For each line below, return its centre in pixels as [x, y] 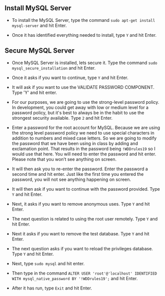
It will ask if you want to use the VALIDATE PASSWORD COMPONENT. [83, 87]
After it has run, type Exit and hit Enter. [52, 288]
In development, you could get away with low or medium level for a [80, 107]
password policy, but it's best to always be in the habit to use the [78, 112]
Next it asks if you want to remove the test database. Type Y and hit [81, 233]
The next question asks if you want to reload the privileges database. [82, 248]
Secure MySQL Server [40, 51]
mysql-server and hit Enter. [39, 25]
